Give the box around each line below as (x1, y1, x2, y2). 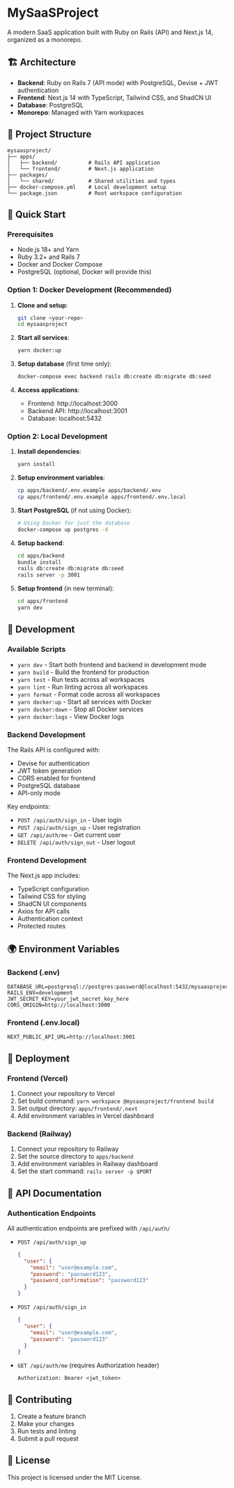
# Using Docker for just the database (17, 519, 130, 526)
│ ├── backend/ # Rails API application (7, 159, 160, 166)
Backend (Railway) (7, 1129, 72, 1138)
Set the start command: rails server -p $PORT (17, 1167, 153, 1175)
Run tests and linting (17, 1427, 77, 1436)
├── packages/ (7, 171, 49, 179)
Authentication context (17, 914, 84, 923)
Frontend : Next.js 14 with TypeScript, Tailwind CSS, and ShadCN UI (17, 93, 212, 102)
